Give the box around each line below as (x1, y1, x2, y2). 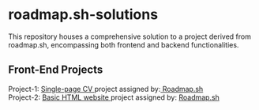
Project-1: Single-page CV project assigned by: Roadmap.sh (8, 84, 204, 93)
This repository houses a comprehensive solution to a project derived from (8, 32, 251, 41)
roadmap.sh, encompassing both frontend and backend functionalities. (8, 40, 239, 49)
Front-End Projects (8, 63, 103, 77)
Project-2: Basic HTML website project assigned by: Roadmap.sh (8, 93, 220, 102)
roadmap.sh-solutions (8, 6, 159, 24)
